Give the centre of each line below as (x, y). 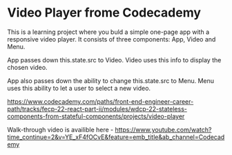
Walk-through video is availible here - (60, 129)
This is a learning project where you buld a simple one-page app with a (108, 32)
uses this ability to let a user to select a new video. (79, 88)
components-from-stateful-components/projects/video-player (96, 116)
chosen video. (27, 67)
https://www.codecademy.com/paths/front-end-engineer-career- (100, 101)
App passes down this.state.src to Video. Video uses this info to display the (114, 60)
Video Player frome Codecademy (104, 13)
